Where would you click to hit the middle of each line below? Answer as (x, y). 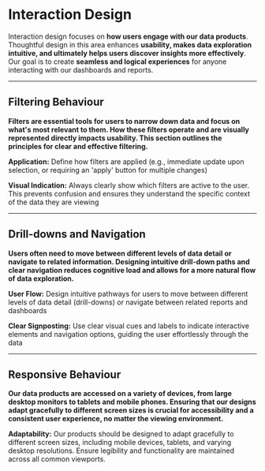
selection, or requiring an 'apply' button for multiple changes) (108, 170)
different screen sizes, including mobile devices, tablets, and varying (120, 443)
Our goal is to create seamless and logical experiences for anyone (118, 62)
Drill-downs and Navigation (77, 234)
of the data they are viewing (54, 202)
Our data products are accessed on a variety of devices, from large (120, 394)
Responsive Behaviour (65, 374)
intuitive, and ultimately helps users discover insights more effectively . (127, 53)
